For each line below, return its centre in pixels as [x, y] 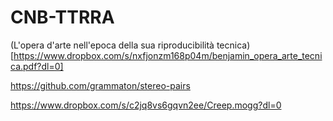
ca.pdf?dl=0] [37, 66]
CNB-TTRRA [62, 17]
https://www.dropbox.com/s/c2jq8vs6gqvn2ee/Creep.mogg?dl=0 [146, 105]
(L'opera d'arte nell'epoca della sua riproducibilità [112, 45]
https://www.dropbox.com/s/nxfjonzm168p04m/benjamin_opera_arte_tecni [168, 55]
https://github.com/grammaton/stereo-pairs [100, 85]
